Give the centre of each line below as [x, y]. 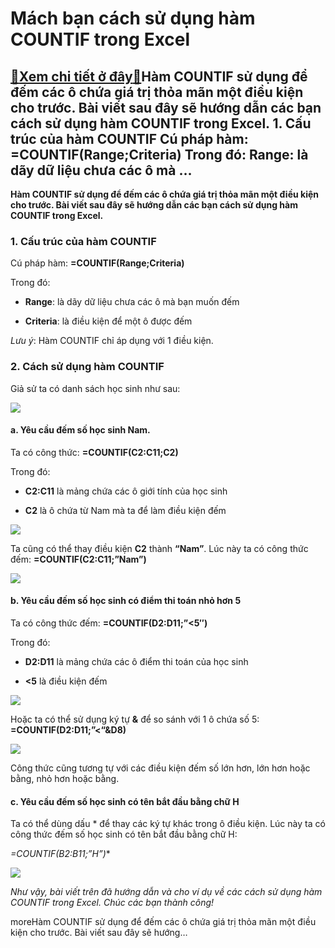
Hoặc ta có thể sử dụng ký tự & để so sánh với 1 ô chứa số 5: [135, 719]
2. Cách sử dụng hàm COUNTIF [87, 367]
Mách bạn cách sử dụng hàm [133, 18]
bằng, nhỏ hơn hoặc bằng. [65, 778]
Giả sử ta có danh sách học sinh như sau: [95, 388]
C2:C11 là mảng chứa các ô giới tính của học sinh [126, 491]
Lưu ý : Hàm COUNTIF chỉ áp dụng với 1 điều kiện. [112, 341]
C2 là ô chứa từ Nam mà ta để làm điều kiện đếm [125, 510]
